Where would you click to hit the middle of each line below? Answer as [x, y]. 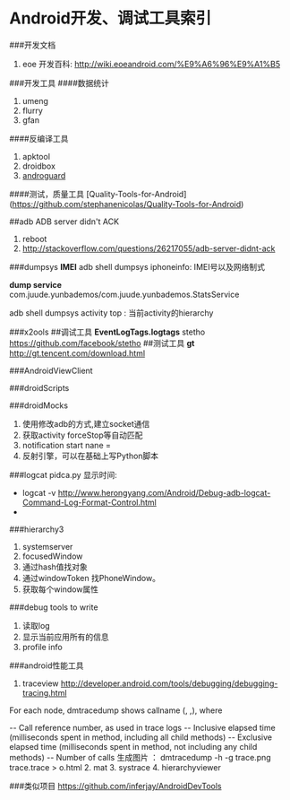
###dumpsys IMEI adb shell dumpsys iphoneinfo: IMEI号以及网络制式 [137, 266]
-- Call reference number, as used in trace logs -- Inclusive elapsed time [142, 727]
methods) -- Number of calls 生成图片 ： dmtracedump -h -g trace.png [140, 757]
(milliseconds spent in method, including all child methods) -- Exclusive [141, 737]
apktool [36, 156]
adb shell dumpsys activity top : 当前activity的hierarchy [111, 313]
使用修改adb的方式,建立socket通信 [86, 423]
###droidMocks [39, 405]
